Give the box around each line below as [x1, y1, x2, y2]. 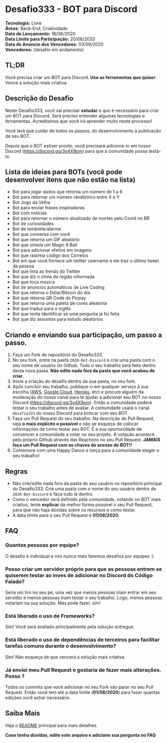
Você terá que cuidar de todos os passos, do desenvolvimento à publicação [5, 127, 161, 133]
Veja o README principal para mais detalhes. [5, 722, 98, 728]
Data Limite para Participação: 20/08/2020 [5, 36, 96, 42]
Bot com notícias [12, 210, 47, 216]
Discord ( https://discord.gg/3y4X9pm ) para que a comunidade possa [5, 148, 148, 154]
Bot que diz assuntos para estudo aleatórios [12, 316, 103, 322]
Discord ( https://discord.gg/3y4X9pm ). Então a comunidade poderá [12, 400, 152, 406]
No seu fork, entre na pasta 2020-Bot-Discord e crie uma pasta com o [12, 357, 156, 363]
